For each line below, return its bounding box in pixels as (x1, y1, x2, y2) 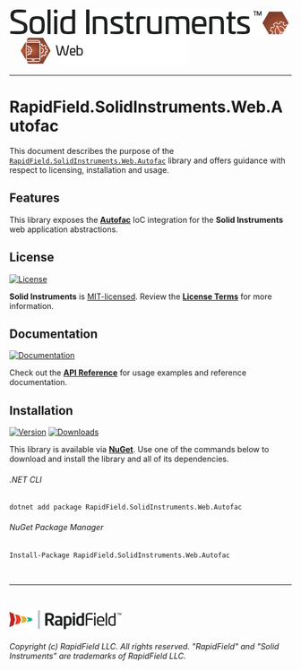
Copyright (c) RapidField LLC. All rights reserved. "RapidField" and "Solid (9, 641, 279, 652)
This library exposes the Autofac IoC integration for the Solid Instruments (9, 214, 284, 225)
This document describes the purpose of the (9, 145, 175, 156)
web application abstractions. (9, 224, 118, 235)
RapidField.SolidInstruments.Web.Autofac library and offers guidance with (9, 155, 286, 166)
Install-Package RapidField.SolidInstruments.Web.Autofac (9, 551, 230, 560)
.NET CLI (9, 474, 42, 485)
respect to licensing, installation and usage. (9, 164, 170, 175)
